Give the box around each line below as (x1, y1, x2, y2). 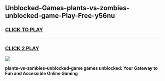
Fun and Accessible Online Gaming (5, 70, 78, 76)
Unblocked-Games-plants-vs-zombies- (5, 4, 130, 12)
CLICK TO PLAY (5, 27, 43, 33)
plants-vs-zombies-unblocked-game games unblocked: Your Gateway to (5, 65, 158, 71)
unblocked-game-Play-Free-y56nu (5, 12, 115, 20)
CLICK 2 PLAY (5, 45, 39, 52)
